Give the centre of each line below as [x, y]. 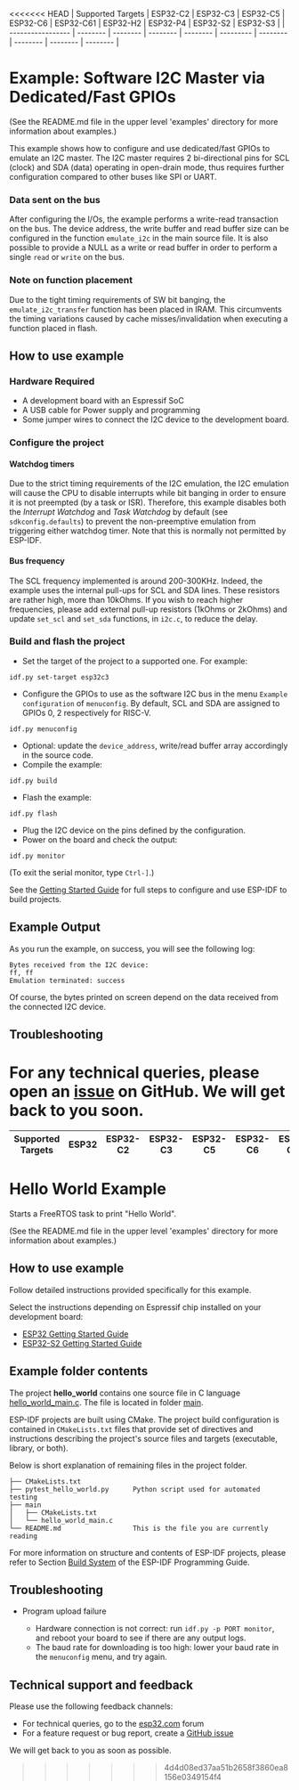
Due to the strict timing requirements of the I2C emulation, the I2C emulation [149, 484]
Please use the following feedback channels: [91, 1706]
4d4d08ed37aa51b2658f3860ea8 [226, 1768]
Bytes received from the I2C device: [79, 965]
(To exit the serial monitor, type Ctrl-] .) [82, 872]
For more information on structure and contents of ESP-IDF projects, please [148, 1552]
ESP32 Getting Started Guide [75, 1334]
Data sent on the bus [55, 199]
